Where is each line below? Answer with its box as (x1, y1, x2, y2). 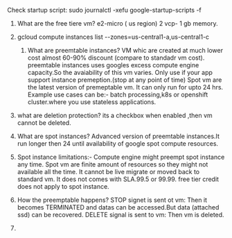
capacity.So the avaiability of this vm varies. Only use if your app (27, 69, 213, 76)
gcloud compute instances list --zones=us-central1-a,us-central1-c (17, 33, 210, 41)
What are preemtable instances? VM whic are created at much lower (27, 46, 224, 54)
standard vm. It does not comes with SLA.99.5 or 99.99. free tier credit (17, 175, 220, 183)
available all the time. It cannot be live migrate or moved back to (17, 168, 200, 176)
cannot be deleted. (17, 119, 71, 127)
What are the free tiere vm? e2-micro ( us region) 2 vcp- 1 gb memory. (17, 19, 218, 27)
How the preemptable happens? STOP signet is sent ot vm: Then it (17, 196, 208, 204)
